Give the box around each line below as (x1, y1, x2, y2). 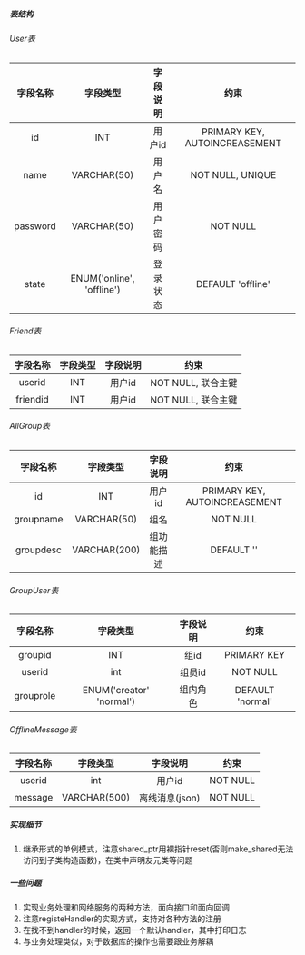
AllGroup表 (9, 421, 51, 432)
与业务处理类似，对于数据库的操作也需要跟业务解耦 (22, 936, 214, 947)
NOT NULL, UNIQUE (190, 168, 277, 181)
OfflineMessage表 (9, 723, 77, 735)
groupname (14, 512, 64, 525)
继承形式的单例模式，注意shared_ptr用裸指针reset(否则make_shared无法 (22, 843, 294, 854)
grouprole (14, 690, 56, 702)
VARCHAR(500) (62, 791, 131, 804)
